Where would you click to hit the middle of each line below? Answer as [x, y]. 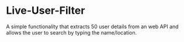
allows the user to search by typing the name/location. [72, 32]
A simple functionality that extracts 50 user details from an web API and [93, 26]
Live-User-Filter [46, 11]
